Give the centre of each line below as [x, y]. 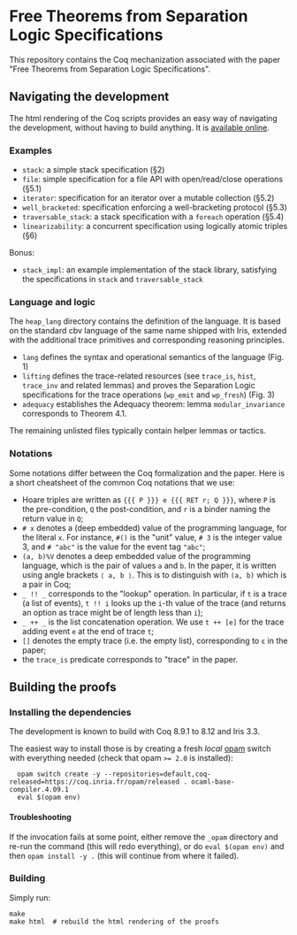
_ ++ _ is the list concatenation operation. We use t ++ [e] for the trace [153, 622]
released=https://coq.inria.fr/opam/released [94, 782]
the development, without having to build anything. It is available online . [139, 127]
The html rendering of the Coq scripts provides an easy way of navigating [144, 118]
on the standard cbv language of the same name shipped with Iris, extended [148, 331]
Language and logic [52, 302]
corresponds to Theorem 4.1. [74, 414]
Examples [31, 150]
